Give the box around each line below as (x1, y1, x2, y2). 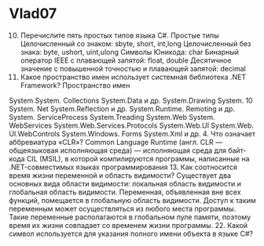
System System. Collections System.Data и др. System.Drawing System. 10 (9, 96, 254, 105)
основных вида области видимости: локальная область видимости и (9, 179, 242, 188)
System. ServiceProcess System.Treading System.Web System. (9, 112, 215, 121)
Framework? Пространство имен (20, 80, 130, 90)
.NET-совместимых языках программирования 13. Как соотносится (9, 162, 238, 172)
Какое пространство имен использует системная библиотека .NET (20, 72, 247, 81)
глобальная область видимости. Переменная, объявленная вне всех (9, 187, 242, 197)
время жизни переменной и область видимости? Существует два (9, 170, 231, 180)
